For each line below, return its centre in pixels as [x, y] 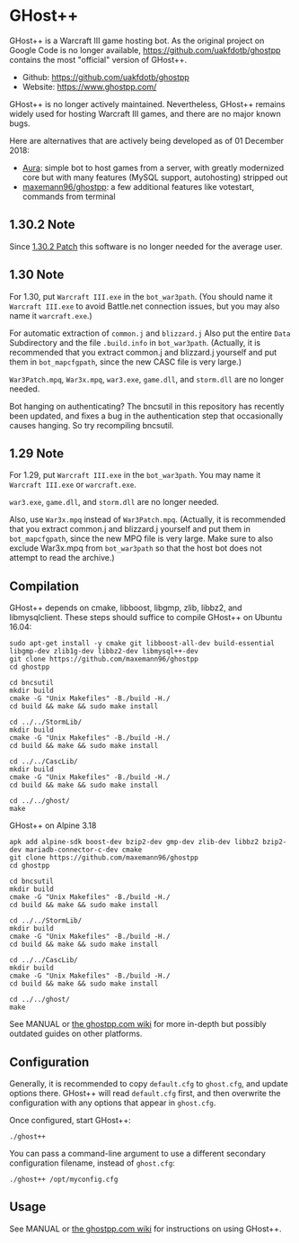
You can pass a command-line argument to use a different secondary [138, 1153]
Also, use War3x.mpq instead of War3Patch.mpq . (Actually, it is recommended [147, 519]
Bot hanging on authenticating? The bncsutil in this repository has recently [147, 406]
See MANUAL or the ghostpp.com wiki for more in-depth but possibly [138, 1024]
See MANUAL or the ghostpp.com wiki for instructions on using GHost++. [145, 1229]
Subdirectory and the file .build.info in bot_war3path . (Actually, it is [135, 342]
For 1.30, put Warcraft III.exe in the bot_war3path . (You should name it [141, 296]
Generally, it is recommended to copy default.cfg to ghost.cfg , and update [149, 1084]
